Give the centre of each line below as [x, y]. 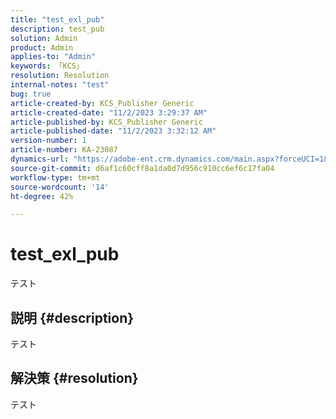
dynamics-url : [40, 159]
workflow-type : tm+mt [55, 177]
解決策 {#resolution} [74, 378]
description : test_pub [57, 29]
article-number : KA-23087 [64, 150]
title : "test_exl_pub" [57, 19]
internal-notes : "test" [60, 85]
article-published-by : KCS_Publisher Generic [106, 122]
